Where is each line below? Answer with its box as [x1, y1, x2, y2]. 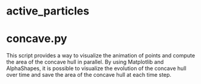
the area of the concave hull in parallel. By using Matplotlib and [6, 59, 164, 66]
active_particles [6, 4, 90, 18]
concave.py [6, 32, 67, 46]
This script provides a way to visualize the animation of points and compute [6, 52, 196, 59]
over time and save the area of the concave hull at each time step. [6, 71, 172, 79]
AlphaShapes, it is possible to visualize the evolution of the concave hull [6, 65, 186, 72]
